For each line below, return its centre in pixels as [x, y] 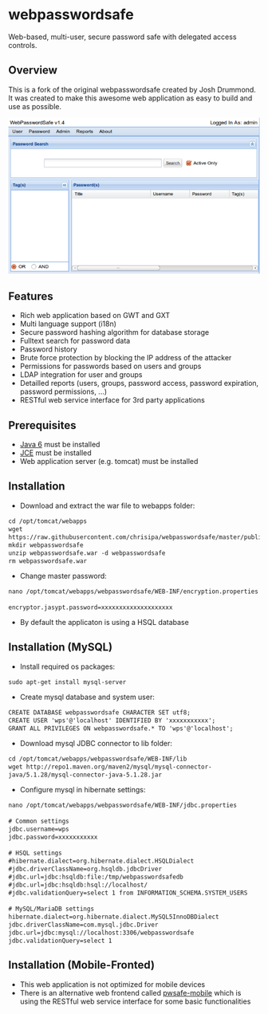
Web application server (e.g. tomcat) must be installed [109, 462]
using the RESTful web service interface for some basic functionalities [135, 1001]
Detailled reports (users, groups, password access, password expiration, [139, 383]
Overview [33, 71]
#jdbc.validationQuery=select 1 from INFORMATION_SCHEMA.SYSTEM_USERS [128, 893]
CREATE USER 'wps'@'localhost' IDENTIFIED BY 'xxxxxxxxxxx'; [112, 720]
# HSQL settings [35, 853]
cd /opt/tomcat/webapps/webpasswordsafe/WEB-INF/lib [98, 759]
